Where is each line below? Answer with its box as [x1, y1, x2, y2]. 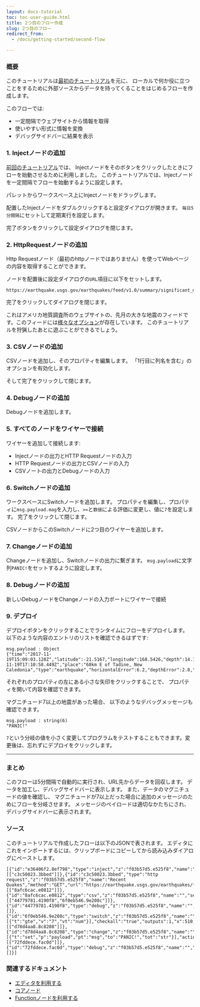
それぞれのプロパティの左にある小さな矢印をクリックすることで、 [6, 678, 168, 685]
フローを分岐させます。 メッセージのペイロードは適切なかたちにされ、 [16, 801, 190, 808]
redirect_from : [6, 31, 44, 37]
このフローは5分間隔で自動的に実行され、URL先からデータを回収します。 [6, 778, 186, 785]
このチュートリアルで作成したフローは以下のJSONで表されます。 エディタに [6, 839, 193, 846]
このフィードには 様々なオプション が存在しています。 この [15, 318, 158, 326]
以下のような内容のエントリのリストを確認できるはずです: [6, 634, 149, 641]
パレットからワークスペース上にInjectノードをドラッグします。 [6, 191, 160, 198]
